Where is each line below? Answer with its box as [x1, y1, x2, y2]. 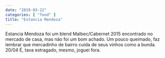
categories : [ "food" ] [5, 12, 56, 17]
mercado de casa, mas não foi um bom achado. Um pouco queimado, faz [5, 36, 160, 42]
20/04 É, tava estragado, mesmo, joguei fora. [5, 47, 101, 53]
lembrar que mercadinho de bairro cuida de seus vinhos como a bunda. [5, 42, 156, 48]
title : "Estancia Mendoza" [5, 17, 63, 22]
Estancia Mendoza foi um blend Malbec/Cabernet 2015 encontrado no [5, 31, 153, 37]
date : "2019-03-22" [5, 7, 47, 13]
